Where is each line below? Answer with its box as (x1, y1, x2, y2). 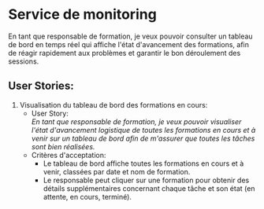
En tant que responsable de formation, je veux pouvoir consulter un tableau (8, 31, 254, 41)
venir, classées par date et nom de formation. (43, 167, 191, 176)
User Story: (31, 108, 69, 118)
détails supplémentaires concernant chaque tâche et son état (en (43, 183, 255, 193)
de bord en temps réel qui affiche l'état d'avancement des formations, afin (8, 39, 250, 49)
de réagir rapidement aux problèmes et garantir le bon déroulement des (8, 48, 241, 57)
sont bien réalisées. (31, 141, 95, 151)
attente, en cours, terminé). (43, 192, 132, 201)
